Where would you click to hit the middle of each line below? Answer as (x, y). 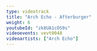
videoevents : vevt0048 (34, 33)
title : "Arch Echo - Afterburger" (49, 17)
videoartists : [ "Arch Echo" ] (42, 39)
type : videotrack (28, 11)
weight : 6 (18, 22)
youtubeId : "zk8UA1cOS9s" (38, 28)
